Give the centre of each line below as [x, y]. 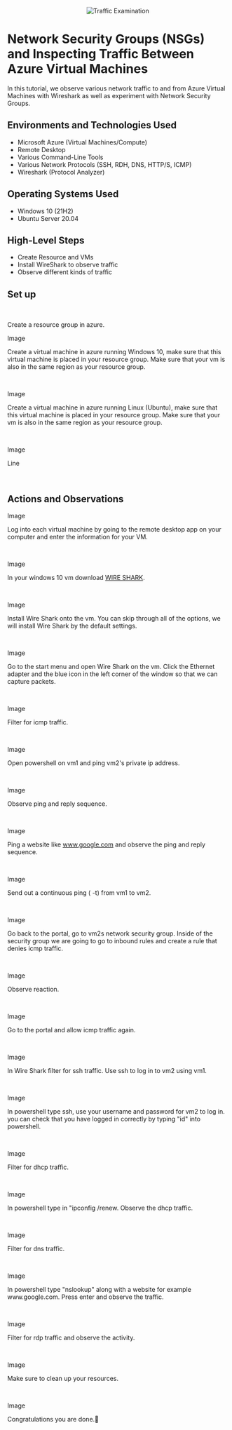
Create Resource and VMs [55, 257]
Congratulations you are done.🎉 [53, 1419]
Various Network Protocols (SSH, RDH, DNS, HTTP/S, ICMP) [104, 164]
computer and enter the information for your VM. [78, 537]
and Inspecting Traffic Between [101, 54]
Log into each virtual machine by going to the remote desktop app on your [115, 529]
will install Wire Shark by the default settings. [72, 626]
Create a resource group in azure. [56, 325]
